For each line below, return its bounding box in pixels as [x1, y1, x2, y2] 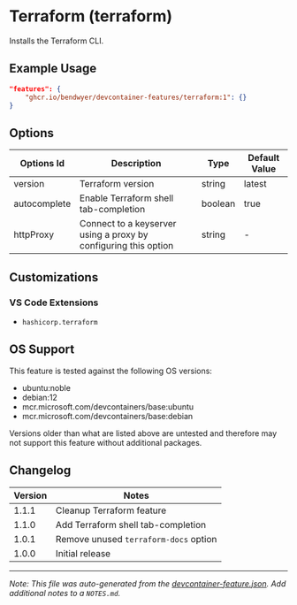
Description [110, 157, 162, 170]
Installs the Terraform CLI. [9, 35, 104, 46]
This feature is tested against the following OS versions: [9, 365, 212, 376]
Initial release [56, 547, 111, 559]
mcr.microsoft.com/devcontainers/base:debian [21, 410, 194, 421]
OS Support [9, 342, 75, 357]
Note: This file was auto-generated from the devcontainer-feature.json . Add [9, 578, 286, 589]
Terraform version [79, 178, 155, 190]
